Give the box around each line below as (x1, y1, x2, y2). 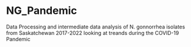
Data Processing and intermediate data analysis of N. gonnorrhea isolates (6, 23, 186, 30)
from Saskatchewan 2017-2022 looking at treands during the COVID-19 (6, 29, 179, 36)
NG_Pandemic (6, 4, 78, 17)
